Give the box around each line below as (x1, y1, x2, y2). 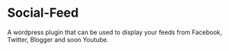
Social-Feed (7, 5, 79, 21)
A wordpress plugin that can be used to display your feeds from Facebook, (7, 28, 223, 36)
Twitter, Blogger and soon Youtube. (7, 35, 109, 43)
